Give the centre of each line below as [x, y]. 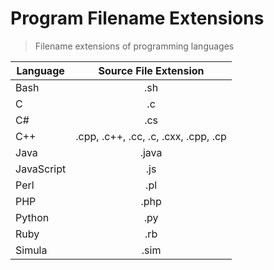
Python [32, 217]
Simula [31, 250]
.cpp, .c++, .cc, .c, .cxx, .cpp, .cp [151, 136]
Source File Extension [151, 70]
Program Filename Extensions [137, 18]
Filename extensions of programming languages [134, 46]
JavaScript [41, 169]
